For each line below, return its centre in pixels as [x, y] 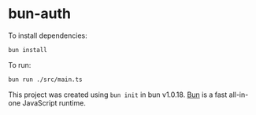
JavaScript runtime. [54, 102]
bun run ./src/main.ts [45, 80]
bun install [28, 50]
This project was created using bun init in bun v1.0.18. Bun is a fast [118, 95]
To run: [20, 65]
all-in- [239, 95]
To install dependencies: [48, 35]
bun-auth [40, 14]
